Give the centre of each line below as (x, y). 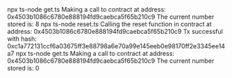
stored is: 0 (23, 68)
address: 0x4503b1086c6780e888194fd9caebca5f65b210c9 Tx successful (115, 31)
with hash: (22, 39)
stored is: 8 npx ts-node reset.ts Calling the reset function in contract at (109, 24)
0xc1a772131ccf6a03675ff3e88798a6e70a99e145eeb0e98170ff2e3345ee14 (116, 46)
